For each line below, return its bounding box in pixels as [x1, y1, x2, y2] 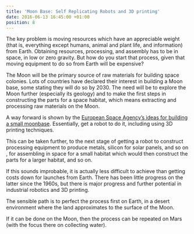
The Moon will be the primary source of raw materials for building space [6, 71, 179, 79]
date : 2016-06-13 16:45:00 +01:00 [6, 14, 90, 20]
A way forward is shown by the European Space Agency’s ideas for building [6, 114, 188, 121]
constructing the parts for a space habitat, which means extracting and [6, 97, 177, 104]
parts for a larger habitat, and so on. [6, 156, 93, 164]
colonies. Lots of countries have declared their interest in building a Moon [6, 78, 183, 85]
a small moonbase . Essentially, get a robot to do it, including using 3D [6, 121, 173, 128]
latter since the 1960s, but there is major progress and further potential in [6, 180, 182, 187]
